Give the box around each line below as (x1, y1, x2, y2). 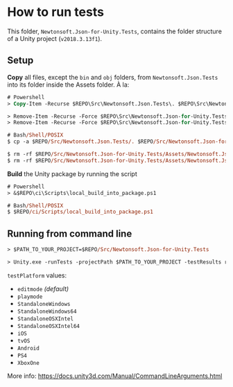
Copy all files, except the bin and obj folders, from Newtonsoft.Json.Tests (7, 73, 218, 81)
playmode (17, 293, 43, 300)
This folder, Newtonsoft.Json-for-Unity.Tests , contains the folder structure (7, 27, 222, 35)
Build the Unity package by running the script (7, 169, 137, 178)
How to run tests (7, 4, 104, 20)
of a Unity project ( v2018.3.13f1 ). (7, 34, 103, 42)
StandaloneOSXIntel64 (17, 322, 80, 329)
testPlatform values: (7, 271, 67, 279)
